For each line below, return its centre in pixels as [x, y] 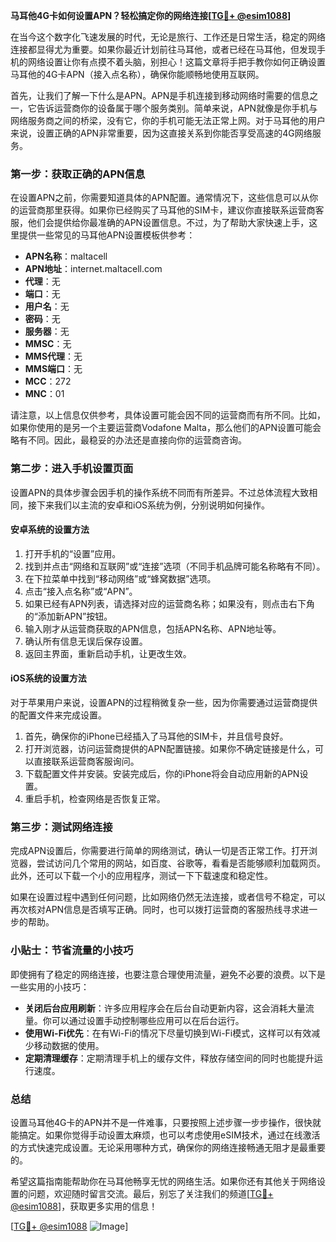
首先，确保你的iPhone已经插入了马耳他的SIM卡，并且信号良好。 [156, 736]
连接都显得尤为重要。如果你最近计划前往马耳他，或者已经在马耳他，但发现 [163, 49]
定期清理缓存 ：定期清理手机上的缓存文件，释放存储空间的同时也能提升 [169, 1058]
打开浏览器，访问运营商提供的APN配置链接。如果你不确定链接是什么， [169, 748]
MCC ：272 [48, 381]
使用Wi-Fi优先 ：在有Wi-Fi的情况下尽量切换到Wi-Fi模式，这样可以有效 [168, 1033]
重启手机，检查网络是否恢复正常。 [95, 798]
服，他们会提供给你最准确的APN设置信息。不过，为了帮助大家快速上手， [160, 223]
